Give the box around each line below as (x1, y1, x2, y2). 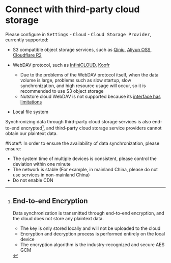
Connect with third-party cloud (5, 4, 140, 15)
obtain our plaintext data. (5, 130, 58, 136)
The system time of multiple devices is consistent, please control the (12, 155, 157, 162)
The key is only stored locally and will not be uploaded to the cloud (20, 225, 161, 231)
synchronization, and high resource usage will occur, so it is (20, 83, 146, 89)
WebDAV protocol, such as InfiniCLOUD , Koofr (12, 62, 110, 68)
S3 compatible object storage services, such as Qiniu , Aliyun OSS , (12, 46, 152, 52)
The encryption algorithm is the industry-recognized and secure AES (20, 242, 165, 248)
